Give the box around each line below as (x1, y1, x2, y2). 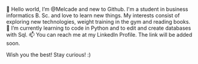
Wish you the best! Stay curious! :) (6, 51, 91, 58)
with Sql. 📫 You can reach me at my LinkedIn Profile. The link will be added (6, 31, 193, 38)
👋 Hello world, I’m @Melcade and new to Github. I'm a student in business (6, 6, 188, 12)
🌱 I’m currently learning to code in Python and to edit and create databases (6, 24, 191, 31)
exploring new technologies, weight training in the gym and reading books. (6, 18, 190, 25)
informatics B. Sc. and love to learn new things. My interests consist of (6, 12, 180, 19)
